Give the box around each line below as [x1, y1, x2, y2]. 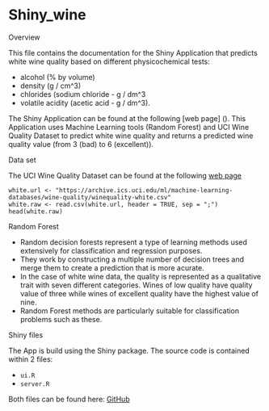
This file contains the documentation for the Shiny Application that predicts [8, 48, 258, 57]
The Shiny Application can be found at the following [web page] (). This [8, 113, 246, 123]
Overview [8, 32, 40, 42]
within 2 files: [8, 354, 53, 364]
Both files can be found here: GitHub [8, 394, 131, 404]
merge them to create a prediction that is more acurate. [19, 262, 204, 272]
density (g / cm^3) [19, 81, 82, 90]
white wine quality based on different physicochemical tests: [8, 57, 210, 66]
